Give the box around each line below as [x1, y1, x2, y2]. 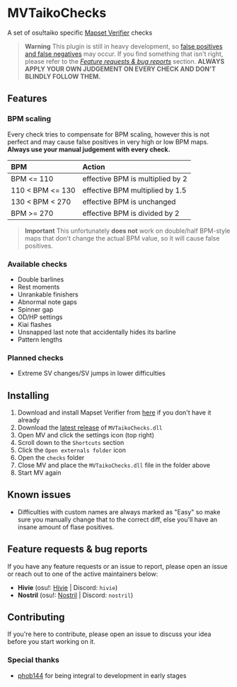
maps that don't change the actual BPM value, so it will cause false [24, 233, 220, 242]
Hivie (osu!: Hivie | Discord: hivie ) [17, 583, 118, 591]
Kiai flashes [17, 320, 52, 328]
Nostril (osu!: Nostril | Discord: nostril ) [17, 591, 134, 599]
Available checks [7, 259, 67, 269]
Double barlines [17, 275, 64, 284]
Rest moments [17, 282, 60, 291]
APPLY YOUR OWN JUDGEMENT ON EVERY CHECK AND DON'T [24, 64, 216, 73]
